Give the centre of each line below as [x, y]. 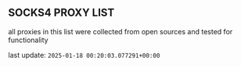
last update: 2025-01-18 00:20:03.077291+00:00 [84, 55]
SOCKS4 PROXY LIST [61, 13]
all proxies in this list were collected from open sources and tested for [120, 31]
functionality [28, 40]
